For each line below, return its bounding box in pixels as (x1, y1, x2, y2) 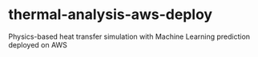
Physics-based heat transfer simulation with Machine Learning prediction (8, 32, 251, 41)
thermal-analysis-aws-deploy (8, 6, 213, 24)
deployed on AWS (8, 40, 68, 49)
